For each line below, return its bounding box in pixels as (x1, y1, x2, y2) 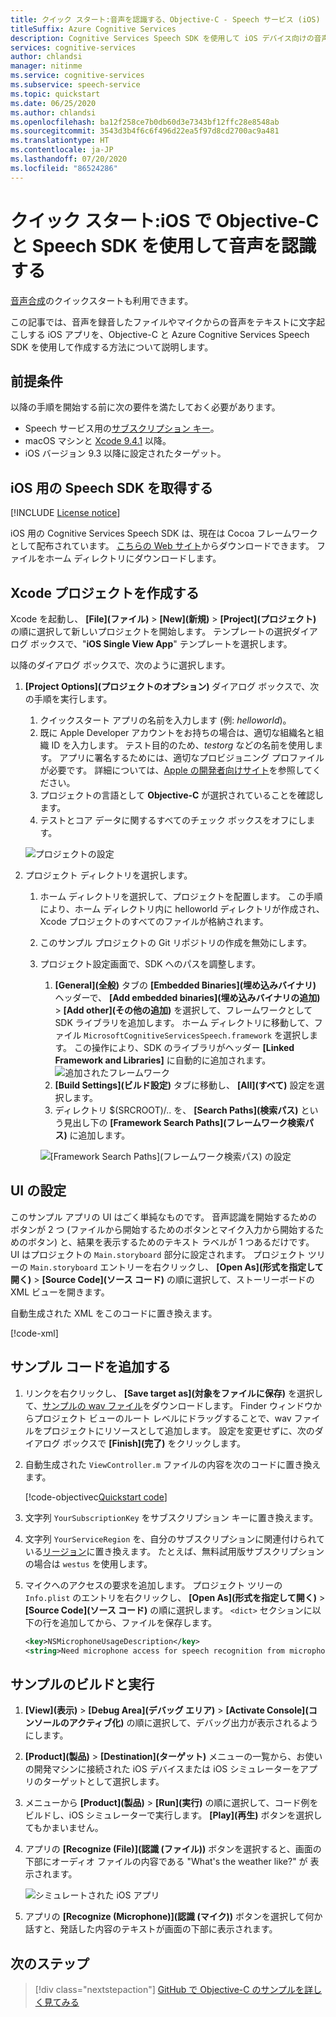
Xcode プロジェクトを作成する (10, 584, 200, 601)
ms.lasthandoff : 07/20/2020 (10, 154, 128, 164)
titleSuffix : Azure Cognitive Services (10, 24, 177, 34)
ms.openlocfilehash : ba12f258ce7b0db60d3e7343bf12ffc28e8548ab (10, 117, 280, 127)
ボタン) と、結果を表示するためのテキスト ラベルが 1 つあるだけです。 (27, 1236, 315, 1248)
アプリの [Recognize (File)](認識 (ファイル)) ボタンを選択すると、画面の (24, 1843, 322, 1855)
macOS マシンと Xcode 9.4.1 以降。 (24, 435, 172, 447)
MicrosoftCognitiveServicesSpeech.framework (83, 1031, 272, 1041)
